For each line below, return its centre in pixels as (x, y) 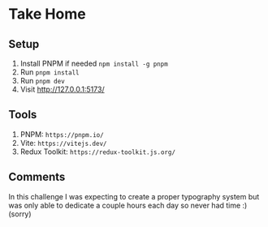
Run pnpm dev (42, 81)
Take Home (48, 14)
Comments (37, 177)
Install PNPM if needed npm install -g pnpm (94, 63)
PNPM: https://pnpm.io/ (62, 134)
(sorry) (20, 214)
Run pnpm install (50, 72)
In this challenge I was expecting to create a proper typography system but (134, 196)
